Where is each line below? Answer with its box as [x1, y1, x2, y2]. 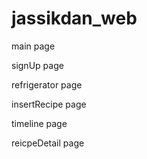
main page [11, 40, 56, 52]
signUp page [11, 59, 64, 71]
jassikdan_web [11, 7, 138, 30]
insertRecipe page [11, 98, 87, 110]
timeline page [11, 117, 68, 129]
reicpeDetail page [11, 137, 85, 149]
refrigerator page [11, 78, 83, 91]
